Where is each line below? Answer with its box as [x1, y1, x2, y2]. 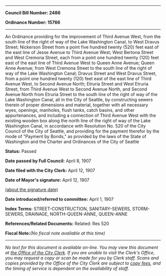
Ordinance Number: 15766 [5, 19, 61, 25]
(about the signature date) [5, 186, 58, 192]
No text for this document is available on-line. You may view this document [5, 244, 158, 250]
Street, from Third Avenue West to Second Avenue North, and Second [5, 86, 147, 92]
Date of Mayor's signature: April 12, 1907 [5, 177, 90, 183]
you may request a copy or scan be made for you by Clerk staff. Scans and [5, 255, 159, 261]
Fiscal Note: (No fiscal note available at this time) [5, 230, 105, 236]
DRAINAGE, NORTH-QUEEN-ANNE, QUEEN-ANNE [25, 211, 128, 217]
